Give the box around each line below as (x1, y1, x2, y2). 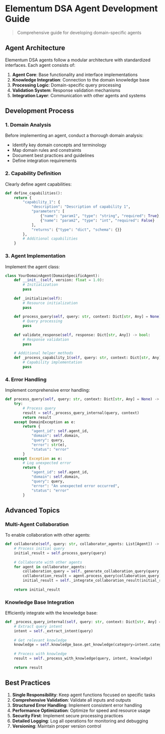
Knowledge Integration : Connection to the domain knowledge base (12, 77, 150, 82)
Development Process (5, 107, 75, 115)
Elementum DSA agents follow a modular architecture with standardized (5, 57, 151, 63)
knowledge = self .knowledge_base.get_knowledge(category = (14, 642, 135, 647)
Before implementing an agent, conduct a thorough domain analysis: (5, 133, 144, 138)
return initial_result (14, 587, 60, 592)
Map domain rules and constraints (12, 147, 82, 153)
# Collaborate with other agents (14, 560, 82, 565)
